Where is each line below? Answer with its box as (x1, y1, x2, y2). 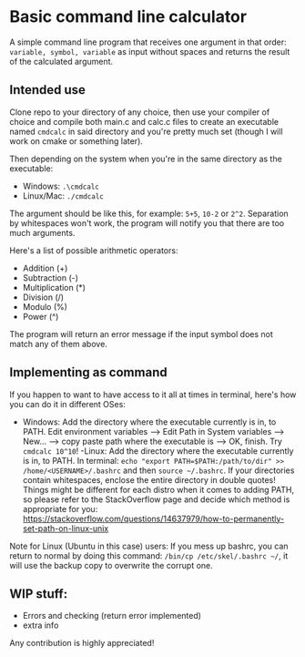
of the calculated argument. (9, 56, 114, 67)
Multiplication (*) (22, 282, 86, 293)
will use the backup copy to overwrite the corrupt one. (9, 559, 214, 570)
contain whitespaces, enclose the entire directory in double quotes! (22, 474, 276, 485)
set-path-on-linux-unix (22, 522, 109, 534)
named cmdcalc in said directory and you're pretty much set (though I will (9, 126, 284, 137)
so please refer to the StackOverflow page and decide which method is (22, 494, 290, 505)
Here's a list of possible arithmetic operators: (9, 244, 178, 256)
